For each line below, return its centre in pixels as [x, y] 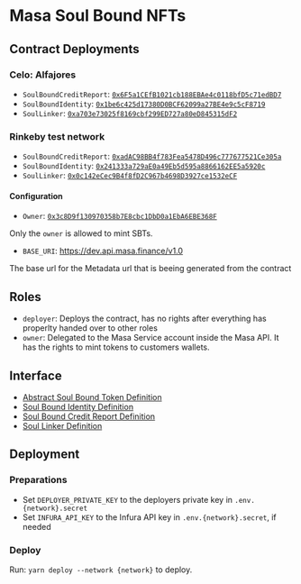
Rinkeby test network [57, 136]
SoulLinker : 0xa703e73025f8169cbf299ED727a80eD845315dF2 [130, 113]
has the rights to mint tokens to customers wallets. [116, 347]
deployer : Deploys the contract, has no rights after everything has [145, 319]
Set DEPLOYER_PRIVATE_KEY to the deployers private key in [127, 499]
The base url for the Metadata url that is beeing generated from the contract [150, 269]
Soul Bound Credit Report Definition [89, 416]
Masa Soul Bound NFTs [98, 16]
